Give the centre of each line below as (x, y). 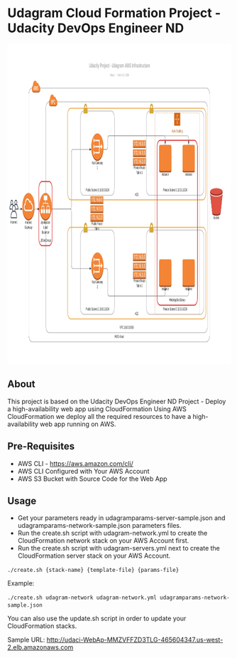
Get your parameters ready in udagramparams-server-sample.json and (121, 518)
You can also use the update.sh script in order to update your (97, 619)
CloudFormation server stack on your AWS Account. (94, 556)
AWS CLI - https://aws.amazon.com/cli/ (75, 463)
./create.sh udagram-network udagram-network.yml (82, 598)
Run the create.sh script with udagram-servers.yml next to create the (118, 548)
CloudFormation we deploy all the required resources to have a (99, 416)
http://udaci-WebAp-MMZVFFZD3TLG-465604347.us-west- (135, 640)
